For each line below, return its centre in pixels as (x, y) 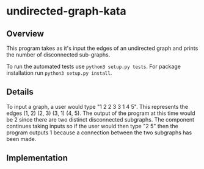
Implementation (37, 158)
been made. (21, 139)
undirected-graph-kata (66, 11)
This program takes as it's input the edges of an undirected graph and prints (102, 48)
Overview (25, 34)
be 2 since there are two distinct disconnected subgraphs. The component (100, 119)
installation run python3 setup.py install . (59, 73)
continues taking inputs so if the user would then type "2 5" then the (92, 126)
